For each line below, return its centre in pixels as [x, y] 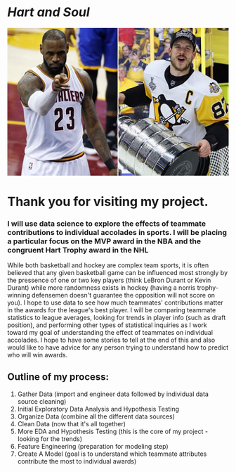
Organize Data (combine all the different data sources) [96, 416]
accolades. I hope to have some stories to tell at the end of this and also [111, 340]
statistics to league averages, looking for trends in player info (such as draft [117, 318]
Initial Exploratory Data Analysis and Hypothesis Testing [98, 409]
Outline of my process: [58, 377]
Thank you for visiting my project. [108, 202]
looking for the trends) [50, 439]
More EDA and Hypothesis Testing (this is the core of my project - [113, 431]
